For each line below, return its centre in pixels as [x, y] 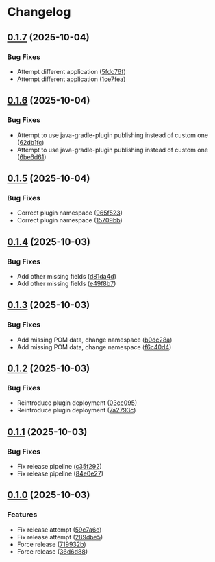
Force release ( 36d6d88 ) [52, 551]
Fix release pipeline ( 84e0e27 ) [60, 473]
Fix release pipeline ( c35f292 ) [60, 466]
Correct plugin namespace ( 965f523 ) [70, 213]
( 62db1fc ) [30, 142]
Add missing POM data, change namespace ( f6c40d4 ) [94, 347]
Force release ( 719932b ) [52, 544]
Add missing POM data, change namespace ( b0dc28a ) [94, 340]
